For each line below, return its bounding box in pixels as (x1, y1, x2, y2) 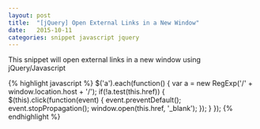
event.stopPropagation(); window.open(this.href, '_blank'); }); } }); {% (8, 104, 233, 113)
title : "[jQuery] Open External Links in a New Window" (8, 19, 200, 27)
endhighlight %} (8, 112, 61, 122)
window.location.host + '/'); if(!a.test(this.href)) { (8, 87, 165, 97)
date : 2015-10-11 (8, 26, 73, 34)
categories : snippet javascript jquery (8, 33, 140, 42)
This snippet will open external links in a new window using (8, 55, 202, 64)
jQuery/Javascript (8, 64, 66, 73)
